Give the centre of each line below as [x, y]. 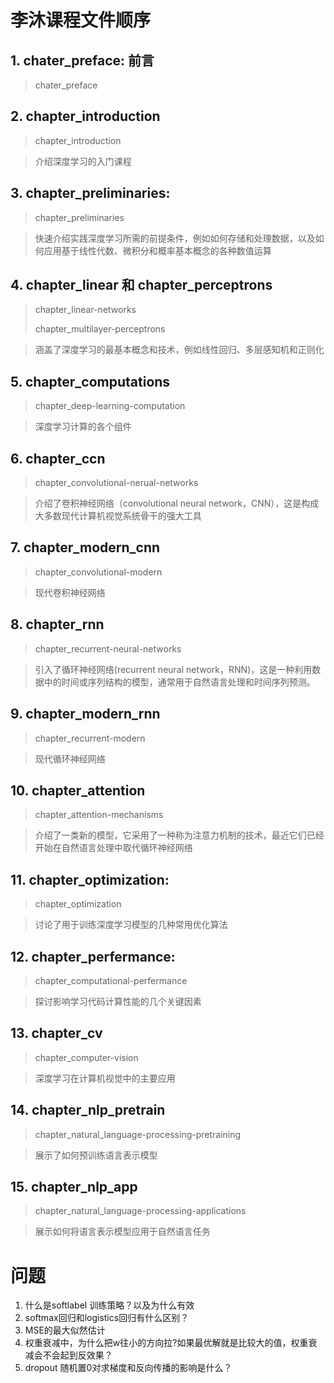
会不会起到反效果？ [73, 1355]
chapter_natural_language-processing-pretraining [138, 1134]
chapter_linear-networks [85, 310]
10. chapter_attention [78, 790]
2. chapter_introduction [85, 116]
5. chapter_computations [90, 381]
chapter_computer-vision [86, 1057]
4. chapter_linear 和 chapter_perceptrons [141, 285]
